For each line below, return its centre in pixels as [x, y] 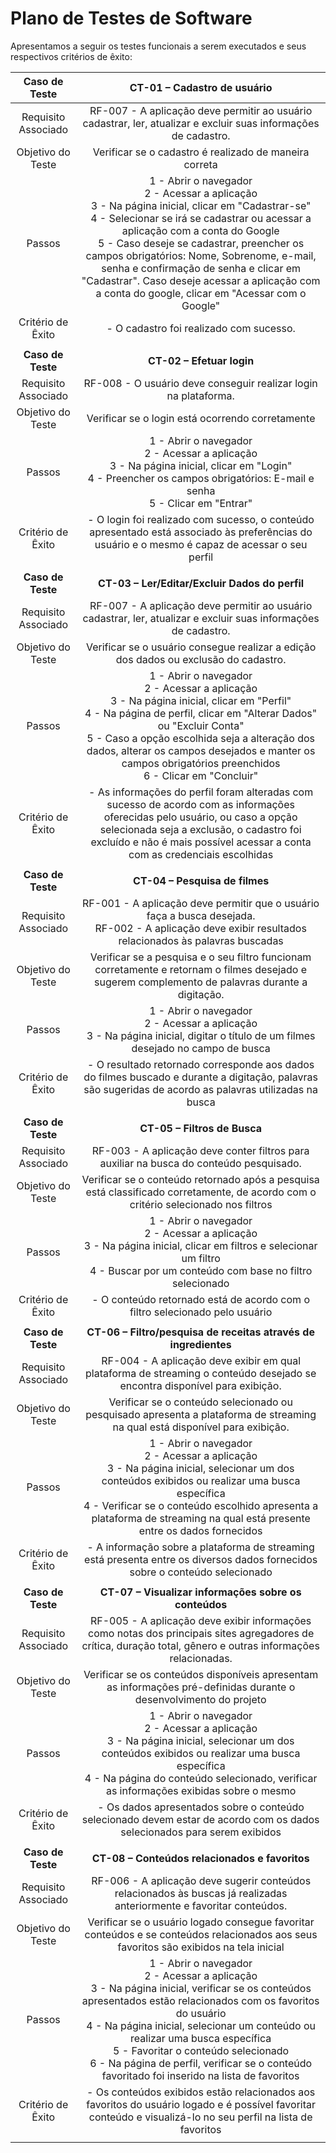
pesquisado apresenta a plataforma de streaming [201, 1414]
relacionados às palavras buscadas [201, 940]
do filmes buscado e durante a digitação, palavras [200, 1077]
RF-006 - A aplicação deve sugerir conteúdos [201, 1880]
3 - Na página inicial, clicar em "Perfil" [201, 700]
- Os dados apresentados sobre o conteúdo [201, 1807]
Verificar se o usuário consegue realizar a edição [201, 647]
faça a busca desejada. [201, 915]
